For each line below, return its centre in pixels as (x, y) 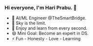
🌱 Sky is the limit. (29, 23)
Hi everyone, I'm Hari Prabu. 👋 (41, 8)
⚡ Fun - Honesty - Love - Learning (46, 39)
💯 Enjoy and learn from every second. (49, 28)
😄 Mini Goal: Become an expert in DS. (50, 34)
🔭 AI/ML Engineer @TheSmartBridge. (49, 18)
